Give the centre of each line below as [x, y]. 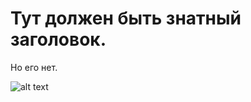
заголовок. [58, 39]
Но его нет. [34, 67]
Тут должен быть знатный [126, 18]
